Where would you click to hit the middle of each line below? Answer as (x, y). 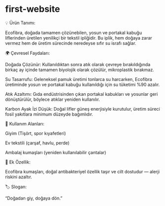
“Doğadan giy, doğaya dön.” (34, 198)
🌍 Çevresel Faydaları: (27, 53)
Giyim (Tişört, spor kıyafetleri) (35, 133)
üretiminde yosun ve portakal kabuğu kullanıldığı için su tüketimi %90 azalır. (82, 84)
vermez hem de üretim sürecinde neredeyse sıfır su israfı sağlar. (71, 43)
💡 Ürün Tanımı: (20, 23)
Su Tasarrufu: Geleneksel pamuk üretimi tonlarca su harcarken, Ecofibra (79, 79)
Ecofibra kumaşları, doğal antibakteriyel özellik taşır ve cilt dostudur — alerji (82, 171)
